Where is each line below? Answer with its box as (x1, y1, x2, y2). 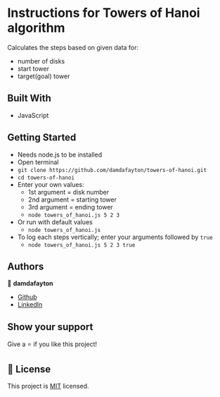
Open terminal (17, 157, 59, 166)
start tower (17, 64, 49, 73)
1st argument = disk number (27, 188, 110, 196)
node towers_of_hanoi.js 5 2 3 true (27, 241, 136, 248)
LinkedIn (17, 300, 43, 309)
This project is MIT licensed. (7, 382, 89, 390)
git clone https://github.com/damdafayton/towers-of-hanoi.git (17, 166, 207, 173)
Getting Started (7, 132, 77, 144)
